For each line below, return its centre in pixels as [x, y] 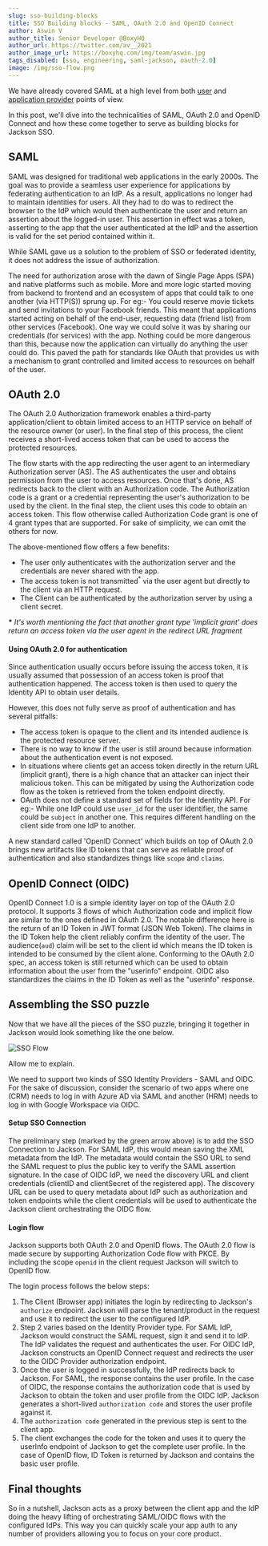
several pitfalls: [33, 716]
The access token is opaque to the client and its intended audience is [134, 732]
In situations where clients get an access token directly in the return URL [139, 766]
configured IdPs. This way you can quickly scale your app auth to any [123, 1525]
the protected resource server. [70, 741]
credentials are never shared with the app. [90, 571]
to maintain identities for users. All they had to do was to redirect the [121, 202]
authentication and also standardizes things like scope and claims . [117, 858]
